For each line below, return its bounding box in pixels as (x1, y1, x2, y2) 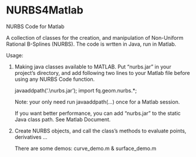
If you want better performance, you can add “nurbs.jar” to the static (14, 110, 181, 117)
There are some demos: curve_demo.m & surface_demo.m (14, 145, 157, 152)
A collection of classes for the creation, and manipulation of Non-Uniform (6, 34, 184, 41)
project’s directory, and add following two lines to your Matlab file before (14, 69, 190, 76)
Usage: (6, 52, 23, 59)
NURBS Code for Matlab (6, 23, 65, 30)
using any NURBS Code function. (14, 76, 95, 83)
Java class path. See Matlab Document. (14, 115, 111, 123)
